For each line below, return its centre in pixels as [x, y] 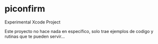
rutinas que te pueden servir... [35, 36]
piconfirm [25, 9]
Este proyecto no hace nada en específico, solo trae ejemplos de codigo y [79, 31]
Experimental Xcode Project [32, 22]
